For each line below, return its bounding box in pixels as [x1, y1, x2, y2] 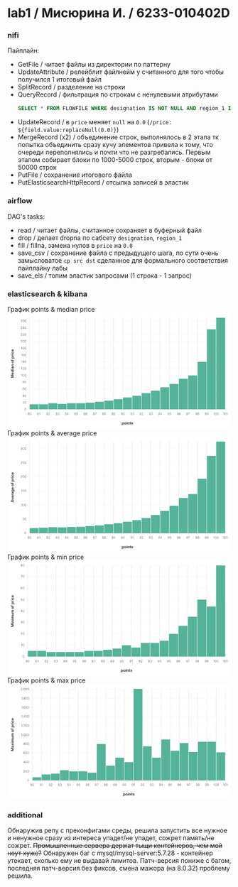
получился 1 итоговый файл [17, 75, 102, 84]
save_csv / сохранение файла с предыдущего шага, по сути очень [17, 249, 219, 257]
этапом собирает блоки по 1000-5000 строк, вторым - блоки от [17, 156, 213, 164]
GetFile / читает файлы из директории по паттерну [17, 60, 171, 69]
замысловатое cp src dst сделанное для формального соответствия [17, 256, 229, 264]
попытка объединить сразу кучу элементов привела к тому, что [17, 141, 213, 149]
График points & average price [7, 428, 97, 437]
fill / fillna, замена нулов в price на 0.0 [17, 241, 133, 249]
